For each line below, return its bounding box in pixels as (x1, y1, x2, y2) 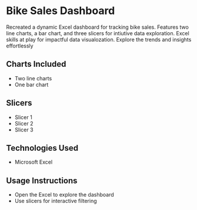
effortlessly (6, 42, 34, 49)
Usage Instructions (6, 175, 78, 185)
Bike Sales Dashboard (6, 4, 115, 18)
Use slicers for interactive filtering (14, 198, 97, 205)
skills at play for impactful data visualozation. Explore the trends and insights (6, 36, 192, 43)
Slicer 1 (14, 113, 32, 121)
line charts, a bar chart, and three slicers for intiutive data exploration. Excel (6, 29, 189, 36)
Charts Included (6, 59, 66, 69)
